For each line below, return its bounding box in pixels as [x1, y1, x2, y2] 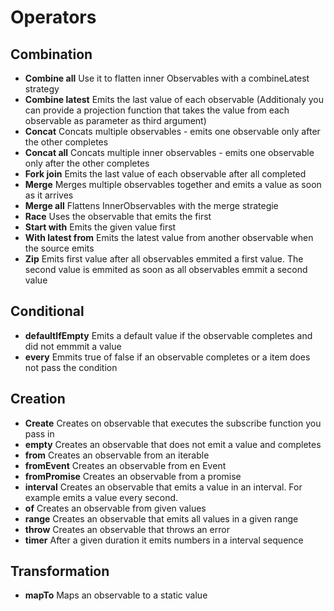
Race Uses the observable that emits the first [24, 211, 212, 222]
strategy [24, 83, 60, 95]
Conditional [10, 303, 85, 320]
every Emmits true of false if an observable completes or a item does [24, 351, 311, 363]
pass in [24, 427, 55, 440]
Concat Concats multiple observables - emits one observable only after [24, 126, 321, 137]
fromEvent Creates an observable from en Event [24, 459, 227, 471]
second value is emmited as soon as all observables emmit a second [24, 264, 308, 275]
